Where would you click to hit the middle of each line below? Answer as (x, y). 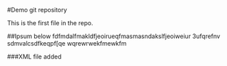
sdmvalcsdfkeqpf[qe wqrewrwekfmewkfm (67, 43)
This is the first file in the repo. (50, 23)
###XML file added (34, 56)
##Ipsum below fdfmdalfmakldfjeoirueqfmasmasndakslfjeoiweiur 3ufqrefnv (114, 36)
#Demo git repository (37, 10)
